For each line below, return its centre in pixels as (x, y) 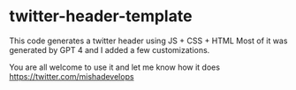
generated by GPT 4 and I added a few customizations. (110, 49)
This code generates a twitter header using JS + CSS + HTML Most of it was (148, 41)
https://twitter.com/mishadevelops (72, 76)
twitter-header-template (101, 16)
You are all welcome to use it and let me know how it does (115, 67)
